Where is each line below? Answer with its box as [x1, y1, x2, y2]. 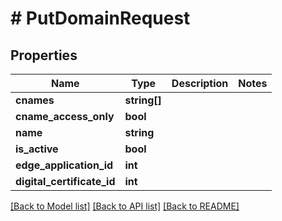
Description [171, 77, 229, 90]
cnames [15, 93, 55, 107]
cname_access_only [15, 110, 115, 123]
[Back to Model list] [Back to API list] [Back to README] [10, 200, 240, 212]
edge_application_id [15, 158, 114, 172]
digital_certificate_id [15, 175, 116, 188]
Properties [10, 47, 78, 64]
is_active [15, 142, 59, 156]
